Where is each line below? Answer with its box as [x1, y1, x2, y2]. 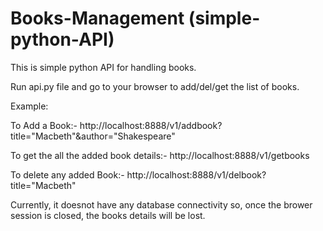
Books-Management [10, 7, 185, 30]
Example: [10, 100, 49, 112]
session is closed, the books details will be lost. [10, 209, 206, 221]
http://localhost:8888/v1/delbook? [126, 168, 267, 181]
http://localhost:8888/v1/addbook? [79, 119, 223, 131]
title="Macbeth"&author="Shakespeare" [10, 130, 176, 142]
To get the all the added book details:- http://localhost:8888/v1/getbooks [10, 149, 310, 161]
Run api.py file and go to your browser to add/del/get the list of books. [10, 80, 300, 92]
